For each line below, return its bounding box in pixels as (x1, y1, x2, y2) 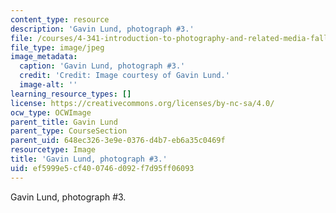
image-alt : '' (19, 80, 78, 90)
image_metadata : (10, 52, 78, 62)
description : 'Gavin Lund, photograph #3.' (10, 24, 195, 34)
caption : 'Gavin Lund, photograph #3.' (19, 61, 186, 71)
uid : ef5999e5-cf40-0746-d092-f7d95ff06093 (10, 163, 195, 173)
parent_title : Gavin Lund (10, 117, 118, 127)
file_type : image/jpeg (10, 42, 105, 53)
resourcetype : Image (10, 145, 97, 155)
